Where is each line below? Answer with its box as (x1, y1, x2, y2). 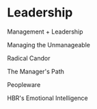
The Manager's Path (7, 67, 65, 75)
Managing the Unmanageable (7, 40, 91, 49)
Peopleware (7, 80, 41, 88)
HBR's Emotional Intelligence (7, 94, 88, 102)
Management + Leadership (7, 27, 83, 36)
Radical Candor (7, 53, 51, 62)
